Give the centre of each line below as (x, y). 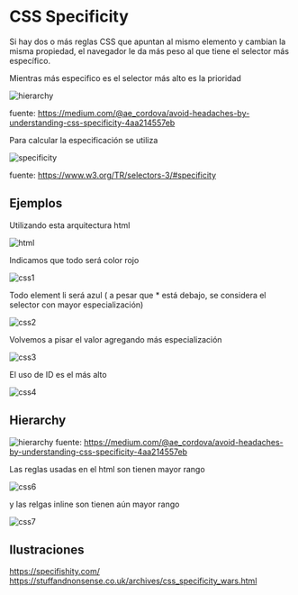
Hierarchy (38, 421)
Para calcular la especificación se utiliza (84, 140)
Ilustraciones (47, 549)
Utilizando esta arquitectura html (70, 225)
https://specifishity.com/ (55, 572)
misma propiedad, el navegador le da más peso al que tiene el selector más (149, 50)
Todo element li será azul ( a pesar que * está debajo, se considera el (138, 295)
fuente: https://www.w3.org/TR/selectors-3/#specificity (113, 175)
